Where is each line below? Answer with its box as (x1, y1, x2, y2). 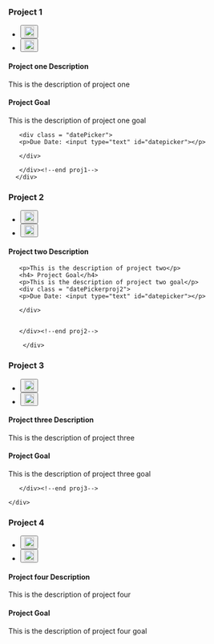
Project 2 (8, 191, 44, 203)
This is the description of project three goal (8, 469, 151, 478)
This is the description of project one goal (8, 115, 147, 125)
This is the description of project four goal (8, 626, 147, 635)
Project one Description (8, 61, 89, 70)
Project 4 (8, 517, 45, 528)
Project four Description (8, 572, 91, 582)
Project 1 (8, 6, 42, 18)
